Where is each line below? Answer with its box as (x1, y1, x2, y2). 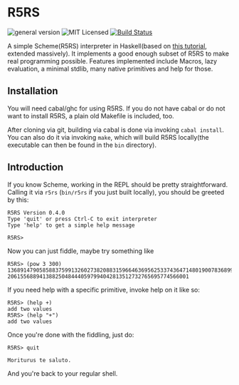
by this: (7, 195, 29, 204)
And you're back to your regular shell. (7, 369, 118, 378)
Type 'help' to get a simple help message (7, 222, 135, 229)
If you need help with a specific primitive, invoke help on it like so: (7, 285, 201, 294)
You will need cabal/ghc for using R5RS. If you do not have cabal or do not (7, 104, 225, 113)
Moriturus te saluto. (7, 356, 72, 364)
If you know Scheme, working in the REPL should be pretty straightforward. (7, 180, 228, 189)
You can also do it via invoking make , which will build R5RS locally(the (7, 133, 209, 141)
